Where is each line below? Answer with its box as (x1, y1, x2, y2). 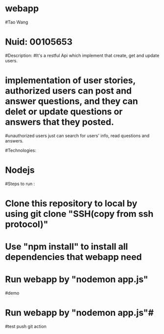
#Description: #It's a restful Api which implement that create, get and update (5, 52, 160, 58)
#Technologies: (5, 147, 37, 153)
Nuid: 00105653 (5, 36, 72, 48)
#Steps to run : (5, 181, 35, 187)
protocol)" (5, 218, 48, 230)
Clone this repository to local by (5, 198, 138, 209)
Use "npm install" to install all (5, 241, 128, 252)
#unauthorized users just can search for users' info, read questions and (5, 133, 150, 139)
